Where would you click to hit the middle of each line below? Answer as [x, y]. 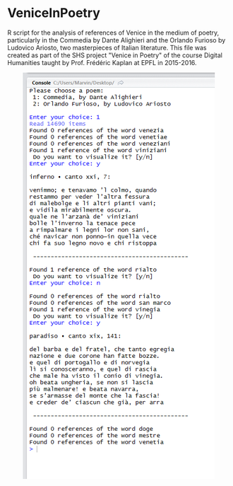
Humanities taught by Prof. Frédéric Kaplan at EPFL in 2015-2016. [102, 62]
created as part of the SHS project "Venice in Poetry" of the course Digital [115, 55]
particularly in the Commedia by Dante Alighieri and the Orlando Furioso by [116, 40]
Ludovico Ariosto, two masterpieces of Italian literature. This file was [107, 47]
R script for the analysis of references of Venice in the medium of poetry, [113, 33]
